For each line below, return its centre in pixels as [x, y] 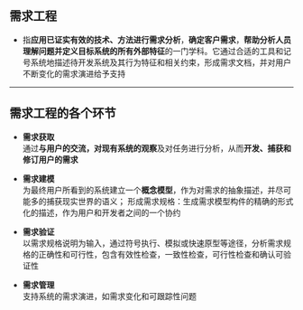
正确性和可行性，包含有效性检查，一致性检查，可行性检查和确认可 [161, 254]
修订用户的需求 [50, 159]
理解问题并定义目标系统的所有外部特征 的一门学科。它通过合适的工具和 [153, 51]
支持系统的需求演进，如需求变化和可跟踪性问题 [109, 296]
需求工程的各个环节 [63, 113]
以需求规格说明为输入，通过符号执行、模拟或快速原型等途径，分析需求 [153, 243]
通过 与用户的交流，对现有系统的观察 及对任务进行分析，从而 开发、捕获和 [156, 148]
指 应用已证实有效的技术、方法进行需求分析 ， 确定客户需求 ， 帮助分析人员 [156, 40]
